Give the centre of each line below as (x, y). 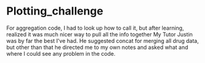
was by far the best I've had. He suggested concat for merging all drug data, (102, 41)
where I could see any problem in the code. (61, 53)
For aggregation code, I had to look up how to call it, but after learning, (95, 28)
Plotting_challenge (55, 11)
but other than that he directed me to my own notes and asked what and (97, 47)
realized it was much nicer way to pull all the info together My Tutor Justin (99, 34)
